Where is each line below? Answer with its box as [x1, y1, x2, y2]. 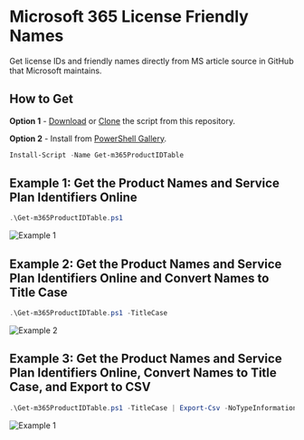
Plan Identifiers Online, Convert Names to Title [9, 365, 278, 381]
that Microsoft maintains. [9, 65, 102, 76]
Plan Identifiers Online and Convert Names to [9, 270, 270, 286]
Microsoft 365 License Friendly [9, 6, 249, 27]
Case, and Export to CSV [9, 379, 151, 395]
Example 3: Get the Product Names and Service [9, 351, 282, 367]
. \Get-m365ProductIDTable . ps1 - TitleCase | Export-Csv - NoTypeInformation [9, 403, 298, 413]
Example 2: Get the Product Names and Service [9, 256, 282, 272]
